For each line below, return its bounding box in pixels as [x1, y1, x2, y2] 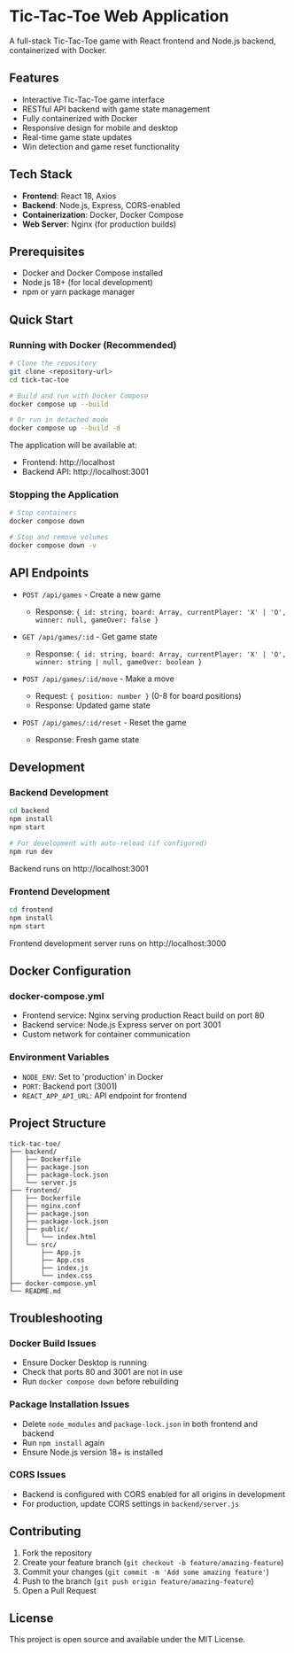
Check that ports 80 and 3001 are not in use [21, 1367, 183, 1377]
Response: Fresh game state [35, 733, 140, 745]
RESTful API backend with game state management [21, 104, 211, 114]
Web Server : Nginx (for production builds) [21, 219, 177, 229]
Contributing [9, 1524, 81, 1539]
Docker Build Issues [9, 1337, 97, 1349]
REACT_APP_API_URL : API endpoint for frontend [21, 1090, 188, 1100]
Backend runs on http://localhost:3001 [9, 863, 149, 873]
